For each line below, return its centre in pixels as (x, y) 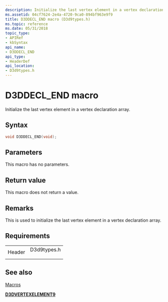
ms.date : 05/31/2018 (27, 29)
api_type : (15, 57)
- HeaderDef (17, 61)
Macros (13, 284)
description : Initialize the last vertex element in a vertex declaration (85, 10)
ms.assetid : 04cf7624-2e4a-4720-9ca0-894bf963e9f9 (59, 15)
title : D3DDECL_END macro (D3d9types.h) (48, 19)
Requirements (27, 236)
